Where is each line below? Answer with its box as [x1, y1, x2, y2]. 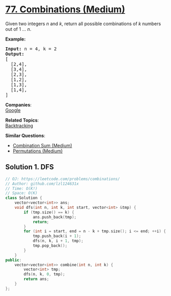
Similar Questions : [5, 132, 46, 139]
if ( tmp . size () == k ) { [24, 209, 74, 215]
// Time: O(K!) [5, 186, 38, 191]
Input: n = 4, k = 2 [5, 46, 57, 52]
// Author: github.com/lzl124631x [5, 181, 79, 186]
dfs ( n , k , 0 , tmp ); [24, 272, 66, 277]
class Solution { [5, 195, 42, 201]
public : [5, 258, 22, 263]
